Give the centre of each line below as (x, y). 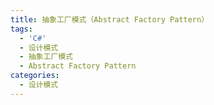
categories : (35, 76)
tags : (21, 29)
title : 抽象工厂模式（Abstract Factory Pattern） (110, 19)
